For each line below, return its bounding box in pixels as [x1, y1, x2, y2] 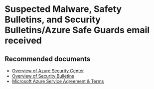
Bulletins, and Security [4, 14, 101, 25]
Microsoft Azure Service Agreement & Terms [11, 78, 104, 84]
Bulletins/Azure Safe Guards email [4, 25, 150, 36]
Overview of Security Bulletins [11, 73, 74, 79]
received [4, 35, 42, 46]
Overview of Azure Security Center [11, 68, 84, 74]
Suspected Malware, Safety [4, 3, 122, 15]
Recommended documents [4, 54, 91, 63]
